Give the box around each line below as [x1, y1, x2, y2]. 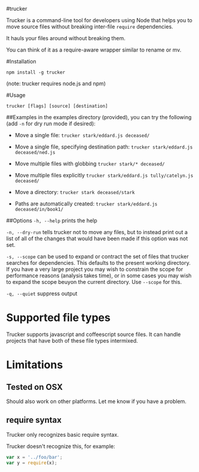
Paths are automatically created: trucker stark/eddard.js [14, 200, 158, 207]
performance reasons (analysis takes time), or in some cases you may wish [6, 272, 192, 279]
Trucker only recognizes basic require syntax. [6, 431, 119, 438]
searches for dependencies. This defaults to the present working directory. [6, 259, 191, 266]
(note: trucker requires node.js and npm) [6, 80, 106, 87]
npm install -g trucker [6, 69, 66, 75]
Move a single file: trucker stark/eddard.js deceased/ [14, 132, 150, 138]
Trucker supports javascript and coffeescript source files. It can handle [6, 331, 181, 338]
